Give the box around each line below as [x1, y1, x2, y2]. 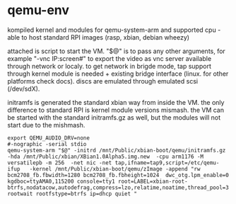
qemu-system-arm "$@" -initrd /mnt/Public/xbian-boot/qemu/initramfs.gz [7, 147, 226, 154]
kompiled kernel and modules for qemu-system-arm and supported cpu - [7, 25, 221, 34]
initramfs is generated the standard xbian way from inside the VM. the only [7, 98, 225, 106]
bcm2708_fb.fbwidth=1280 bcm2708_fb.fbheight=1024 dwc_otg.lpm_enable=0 [7, 171, 230, 178]
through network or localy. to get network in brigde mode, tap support [7, 62, 212, 70]
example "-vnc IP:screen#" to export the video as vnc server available [7, 54, 212, 62]
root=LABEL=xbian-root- [117, 178, 189, 185]
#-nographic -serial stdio [7, 140, 87, 147]
